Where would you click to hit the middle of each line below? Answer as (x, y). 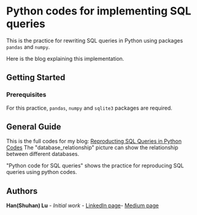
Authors (22, 191)
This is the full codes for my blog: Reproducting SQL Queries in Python (94, 141)
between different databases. (43, 154)
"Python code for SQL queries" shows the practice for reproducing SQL (95, 166)
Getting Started (36, 77)
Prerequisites (26, 95)
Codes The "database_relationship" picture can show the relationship (92, 148)
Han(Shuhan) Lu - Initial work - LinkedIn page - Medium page (83, 205)
